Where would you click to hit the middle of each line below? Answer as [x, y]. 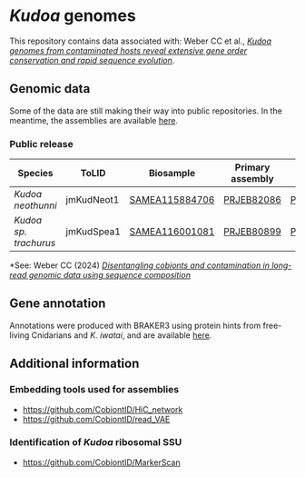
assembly [252, 179]
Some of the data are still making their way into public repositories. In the [146, 111]
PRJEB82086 [252, 200]
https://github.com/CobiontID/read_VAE [96, 419]
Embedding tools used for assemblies [94, 390]
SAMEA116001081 [172, 232]
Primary [252, 167]
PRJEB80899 [252, 232]
